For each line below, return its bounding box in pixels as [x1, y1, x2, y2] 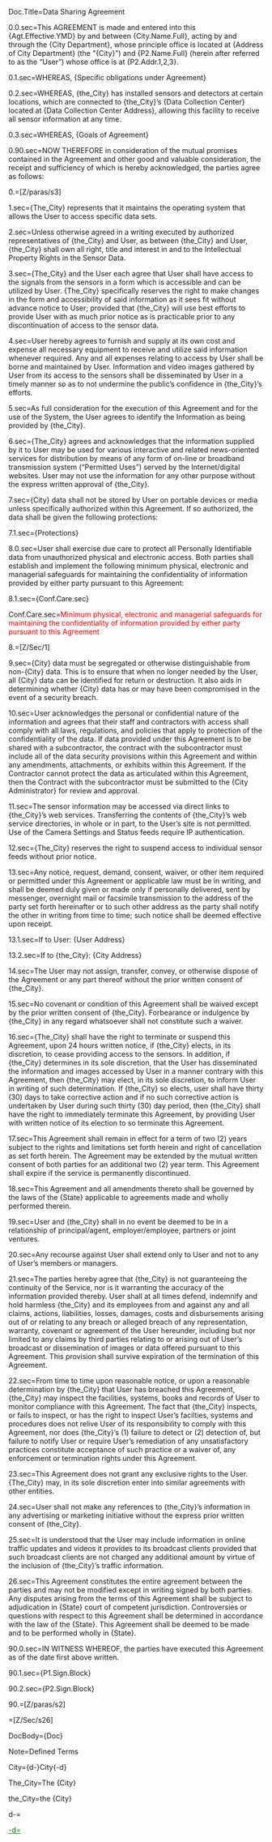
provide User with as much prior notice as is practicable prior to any [8, 312, 236, 321]
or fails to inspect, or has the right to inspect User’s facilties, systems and [8, 1410, 253, 1420]
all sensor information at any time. [8, 114, 121, 124]
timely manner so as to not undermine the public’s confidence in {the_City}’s [8, 379, 263, 388]
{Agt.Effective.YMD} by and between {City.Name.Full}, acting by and [8, 32, 237, 41]
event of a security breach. [8, 693, 99, 702]
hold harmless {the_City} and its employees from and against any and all [8, 1300, 249, 1310]
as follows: [8, 172, 45, 181]
